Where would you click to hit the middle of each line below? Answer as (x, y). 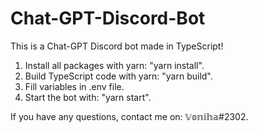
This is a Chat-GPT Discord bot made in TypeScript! (117, 46)
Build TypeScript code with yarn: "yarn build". (118, 76)
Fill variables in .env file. (74, 86)
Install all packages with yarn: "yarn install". (114, 65)
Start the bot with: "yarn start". (88, 97)
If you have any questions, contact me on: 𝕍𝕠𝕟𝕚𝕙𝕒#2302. (129, 116)
